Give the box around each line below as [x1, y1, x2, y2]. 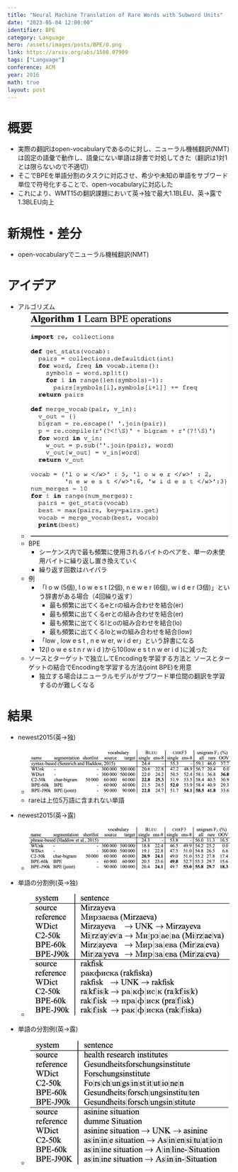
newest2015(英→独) [17, 733, 76, 741]
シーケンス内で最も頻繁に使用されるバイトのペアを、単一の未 [38, 548, 219, 556]
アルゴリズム [17, 302, 55, 311]
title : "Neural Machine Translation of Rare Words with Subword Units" [7, 11, 223, 18]
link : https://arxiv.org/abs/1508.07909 [7, 49, 129, 56]
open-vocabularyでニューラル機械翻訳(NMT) [17, 250, 149, 259]
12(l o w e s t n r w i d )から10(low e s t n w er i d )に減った [38, 646, 208, 654]
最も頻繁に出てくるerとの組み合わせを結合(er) [49, 610, 184, 619]
